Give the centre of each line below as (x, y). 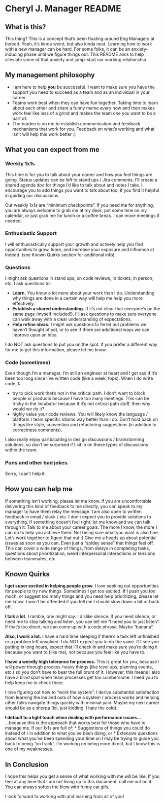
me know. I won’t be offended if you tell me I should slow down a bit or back (82, 602)
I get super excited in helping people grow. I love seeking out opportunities (82, 586)
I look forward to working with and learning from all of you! (65, 797)
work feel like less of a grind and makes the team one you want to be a (84, 113)
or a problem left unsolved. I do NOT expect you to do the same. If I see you (82, 642)
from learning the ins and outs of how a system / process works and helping (82, 697)
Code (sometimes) (28, 363)
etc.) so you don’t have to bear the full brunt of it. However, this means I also (82, 672)
